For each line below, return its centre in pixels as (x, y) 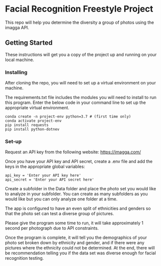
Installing (16, 72)
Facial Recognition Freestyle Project (79, 9)
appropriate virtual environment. (37, 108)
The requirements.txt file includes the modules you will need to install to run (81, 98)
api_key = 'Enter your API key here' (43, 176)
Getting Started (29, 43)
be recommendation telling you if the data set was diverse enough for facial (80, 253)
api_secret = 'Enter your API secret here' (50, 180)
